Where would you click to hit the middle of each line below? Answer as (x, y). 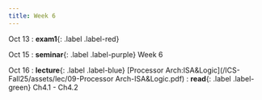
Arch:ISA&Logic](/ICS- (203, 70)
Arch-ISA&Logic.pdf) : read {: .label (173, 78)
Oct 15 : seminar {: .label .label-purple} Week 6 (86, 54)
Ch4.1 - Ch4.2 (55, 87)
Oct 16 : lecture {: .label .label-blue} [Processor (86, 70)
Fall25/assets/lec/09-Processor (61, 78)
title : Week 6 (32, 16)
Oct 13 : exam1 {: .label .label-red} (64, 39)
